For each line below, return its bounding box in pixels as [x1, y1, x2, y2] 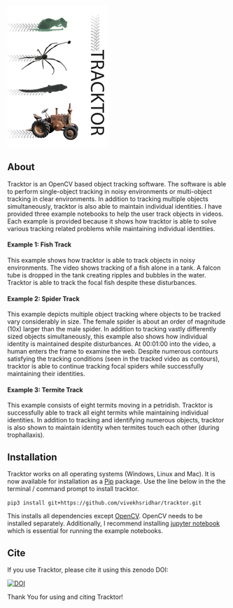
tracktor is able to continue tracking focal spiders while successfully [7, 362, 204, 371]
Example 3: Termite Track [7, 385, 83, 394]
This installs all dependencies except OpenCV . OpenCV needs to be [7, 512, 203, 520]
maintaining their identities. [7, 370, 85, 378]
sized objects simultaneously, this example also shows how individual [7, 332, 208, 341]
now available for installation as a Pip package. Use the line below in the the [7, 477, 226, 485]
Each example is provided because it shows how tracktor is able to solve [7, 216, 217, 226]
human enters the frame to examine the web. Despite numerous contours [7, 347, 218, 356]
